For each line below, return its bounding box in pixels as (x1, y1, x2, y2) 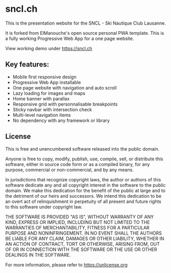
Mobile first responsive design (12, 74, 77, 80)
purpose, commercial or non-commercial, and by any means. (5, 166, 134, 173)
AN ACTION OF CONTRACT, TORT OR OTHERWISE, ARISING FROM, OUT (5, 241, 160, 247)
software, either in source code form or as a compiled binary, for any (5, 161, 150, 167)
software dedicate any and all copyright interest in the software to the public (5, 182, 166, 188)
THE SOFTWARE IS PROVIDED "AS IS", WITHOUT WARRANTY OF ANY (5, 214, 154, 220)
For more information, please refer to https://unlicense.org (5, 262, 128, 268)
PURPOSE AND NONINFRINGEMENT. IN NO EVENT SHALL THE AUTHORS (5, 230, 162, 236)
